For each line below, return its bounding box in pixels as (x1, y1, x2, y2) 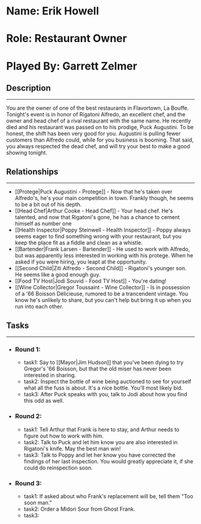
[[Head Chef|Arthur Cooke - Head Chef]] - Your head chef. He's (14, 207, 173, 214)
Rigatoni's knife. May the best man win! (23, 445, 121, 452)
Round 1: (14, 345, 41, 354)
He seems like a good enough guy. (14, 271, 100, 279)
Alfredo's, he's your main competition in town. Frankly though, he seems (14, 194, 194, 202)
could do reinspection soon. (23, 464, 93, 471)
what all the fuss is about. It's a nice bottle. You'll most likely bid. (23, 384, 183, 391)
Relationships (6, 166, 59, 176)
